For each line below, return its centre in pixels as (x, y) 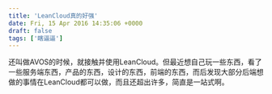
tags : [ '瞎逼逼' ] (36, 38)
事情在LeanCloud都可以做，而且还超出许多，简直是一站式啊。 (125, 82)
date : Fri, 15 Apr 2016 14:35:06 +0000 (76, 23)
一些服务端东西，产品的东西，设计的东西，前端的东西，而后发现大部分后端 (132, 72)
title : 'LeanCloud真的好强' (53, 16)
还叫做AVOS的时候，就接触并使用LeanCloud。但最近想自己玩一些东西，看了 (135, 62)
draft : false (30, 31)
